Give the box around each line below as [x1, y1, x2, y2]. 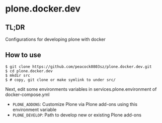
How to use [5, 51, 41, 59]
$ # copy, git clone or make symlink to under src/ [5, 77, 116, 82]
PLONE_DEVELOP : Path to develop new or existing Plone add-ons [12, 111, 142, 118]
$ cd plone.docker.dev [5, 68, 53, 73]
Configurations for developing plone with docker [5, 36, 106, 42]
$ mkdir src [5, 73, 30, 78]
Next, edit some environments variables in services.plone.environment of [5, 86, 157, 92]
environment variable [12, 106, 57, 112]
